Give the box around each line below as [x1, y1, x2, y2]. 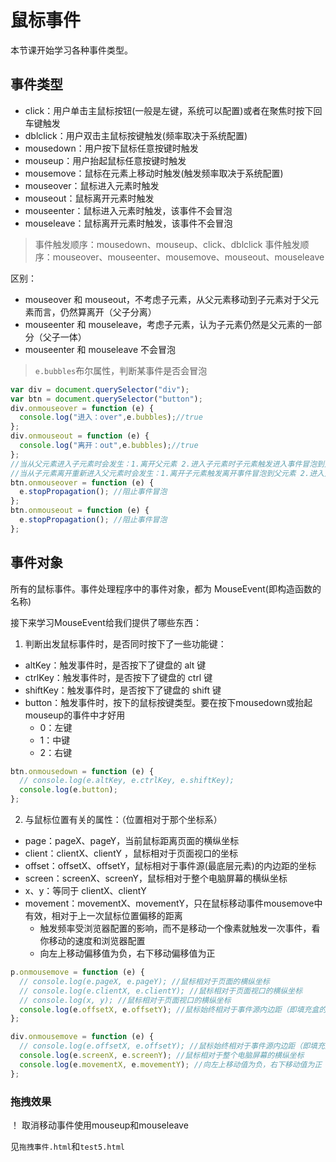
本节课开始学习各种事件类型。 [10, 44, 133, 56]
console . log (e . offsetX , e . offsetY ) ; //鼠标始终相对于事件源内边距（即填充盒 [19, 1004, 320, 1015]
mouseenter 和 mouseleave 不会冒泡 [24, 343, 176, 355]
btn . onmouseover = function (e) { [10, 477, 155, 488]
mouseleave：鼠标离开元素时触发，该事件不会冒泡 [24, 217, 233, 229]
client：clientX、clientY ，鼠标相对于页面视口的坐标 [24, 847, 238, 860]
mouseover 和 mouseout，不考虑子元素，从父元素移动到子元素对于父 [24, 293, 311, 305]
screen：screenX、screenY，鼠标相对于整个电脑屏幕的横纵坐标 [24, 872, 288, 885]
